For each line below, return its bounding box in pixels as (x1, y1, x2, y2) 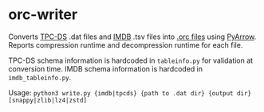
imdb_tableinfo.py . (8, 72, 72, 82)
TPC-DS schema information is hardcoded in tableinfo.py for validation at (8, 56, 254, 65)
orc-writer (8, 6, 78, 24)
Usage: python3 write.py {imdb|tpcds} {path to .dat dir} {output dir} (8, 87, 252, 97)
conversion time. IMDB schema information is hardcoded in (8, 64, 203, 73)
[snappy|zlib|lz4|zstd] (8, 96, 88, 104)
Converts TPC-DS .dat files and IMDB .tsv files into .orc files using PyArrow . (8, 32, 257, 41)
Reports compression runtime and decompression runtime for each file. (8, 40, 243, 49)
